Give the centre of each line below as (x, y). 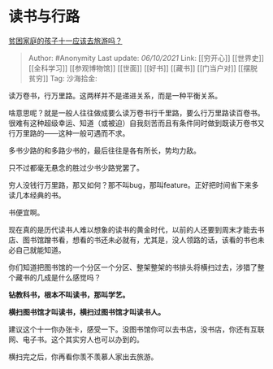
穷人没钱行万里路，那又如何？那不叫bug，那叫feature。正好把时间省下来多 (134, 184)
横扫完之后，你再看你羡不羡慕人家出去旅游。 (83, 356)
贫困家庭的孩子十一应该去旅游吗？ (65, 41)
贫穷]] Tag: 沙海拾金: (63, 78)
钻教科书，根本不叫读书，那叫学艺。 (69, 294)
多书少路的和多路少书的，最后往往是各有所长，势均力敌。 (104, 150)
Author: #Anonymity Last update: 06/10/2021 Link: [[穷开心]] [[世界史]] (146, 58)
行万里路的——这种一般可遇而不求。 (69, 133)
